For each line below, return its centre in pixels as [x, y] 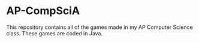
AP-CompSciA [43, 11]
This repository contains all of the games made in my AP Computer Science [99, 27]
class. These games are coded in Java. [55, 33]
